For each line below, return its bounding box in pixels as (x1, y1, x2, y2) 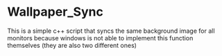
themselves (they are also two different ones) (7, 41, 137, 49)
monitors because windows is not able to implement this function (7, 33, 194, 42)
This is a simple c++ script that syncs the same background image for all (7, 27, 215, 35)
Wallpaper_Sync (7, 4, 104, 20)
